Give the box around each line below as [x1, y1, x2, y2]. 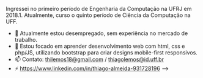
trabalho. [14, 36, 38, 43]
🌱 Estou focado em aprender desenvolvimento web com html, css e [14, 42, 185, 50]
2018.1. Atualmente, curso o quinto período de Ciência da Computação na [6, 11, 191, 19]
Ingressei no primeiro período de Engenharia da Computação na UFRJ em [6, 5, 192, 12]
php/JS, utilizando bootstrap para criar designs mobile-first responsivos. [14, 49, 198, 56]
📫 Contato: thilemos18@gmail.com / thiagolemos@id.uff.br [14, 56, 164, 63]
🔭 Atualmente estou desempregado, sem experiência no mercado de [14, 30, 188, 37]
